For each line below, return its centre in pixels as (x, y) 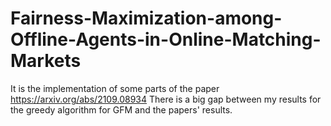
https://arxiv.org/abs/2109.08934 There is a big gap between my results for (166, 99)
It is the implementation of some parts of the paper (115, 88)
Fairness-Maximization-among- (146, 18)
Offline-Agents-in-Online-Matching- (166, 39)
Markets (46, 61)
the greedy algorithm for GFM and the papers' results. (121, 109)
